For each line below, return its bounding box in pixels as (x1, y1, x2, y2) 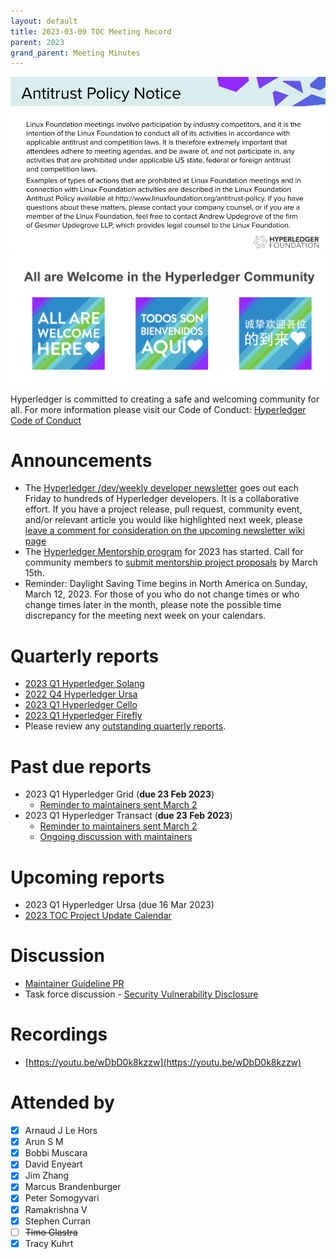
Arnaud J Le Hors (24, 1125, 98, 1137)
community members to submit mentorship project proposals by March (24, 556, 318, 569)
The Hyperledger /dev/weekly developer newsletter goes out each (24, 482, 299, 494)
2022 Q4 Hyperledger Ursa (24, 688, 138, 700)
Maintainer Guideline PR (24, 978, 125, 990)
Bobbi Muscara (24, 1147, 88, 1159)
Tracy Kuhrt (24, 1237, 74, 1249)
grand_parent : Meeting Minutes (10, 48, 141, 58)
